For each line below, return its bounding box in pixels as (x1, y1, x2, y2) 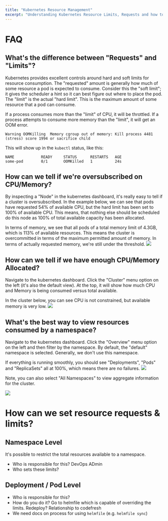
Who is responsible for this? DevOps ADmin (12, 461, 102, 467)
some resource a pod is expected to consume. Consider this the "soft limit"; (5, 85, 161, 91)
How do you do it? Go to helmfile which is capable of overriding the (12, 499, 151, 505)
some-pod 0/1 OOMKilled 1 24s (5, 159, 122, 164)
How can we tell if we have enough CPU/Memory (5, 255, 160, 264)
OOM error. (5, 121, 28, 128)
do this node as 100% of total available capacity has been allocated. (5, 215, 145, 221)
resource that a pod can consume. (5, 101, 76, 107)
